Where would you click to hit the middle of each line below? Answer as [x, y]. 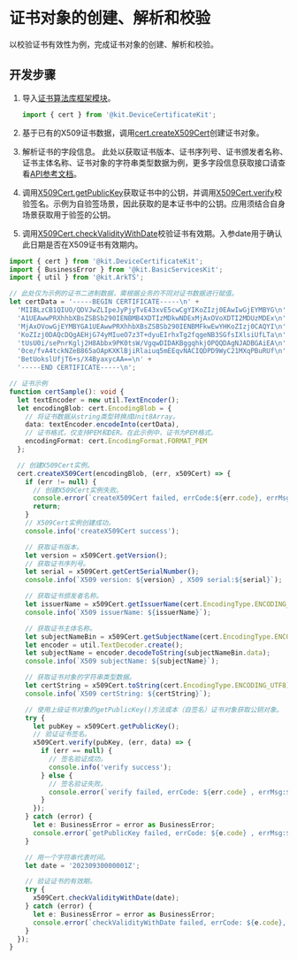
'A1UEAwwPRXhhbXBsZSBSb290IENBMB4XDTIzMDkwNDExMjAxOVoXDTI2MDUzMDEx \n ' [152, 318]
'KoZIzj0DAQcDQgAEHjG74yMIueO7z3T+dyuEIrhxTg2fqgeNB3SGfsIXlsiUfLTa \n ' [152, 334]
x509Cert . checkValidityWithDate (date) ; [106, 898]
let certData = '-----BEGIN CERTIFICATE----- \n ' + [104, 302]
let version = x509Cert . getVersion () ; [96, 555]
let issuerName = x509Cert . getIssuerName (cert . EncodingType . [140, 604]
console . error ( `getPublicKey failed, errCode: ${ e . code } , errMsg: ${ [163, 833]
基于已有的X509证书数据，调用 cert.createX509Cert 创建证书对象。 [143, 133]
